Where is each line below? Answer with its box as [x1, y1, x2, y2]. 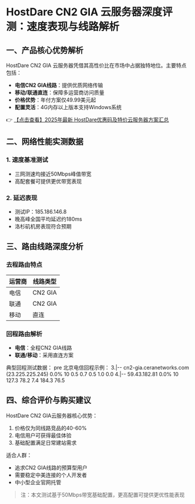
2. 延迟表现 [6, 194, 38, 202]
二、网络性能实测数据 [6, 137, 83, 147]
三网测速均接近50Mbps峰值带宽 [14, 170, 92, 177]
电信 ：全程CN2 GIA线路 [14, 344, 72, 351]
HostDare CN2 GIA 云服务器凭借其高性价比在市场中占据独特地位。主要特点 [6, 62, 187, 69]
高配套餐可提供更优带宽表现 [14, 177, 82, 185]
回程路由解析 [6, 330, 43, 338]
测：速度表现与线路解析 [6, 20, 120, 33]
